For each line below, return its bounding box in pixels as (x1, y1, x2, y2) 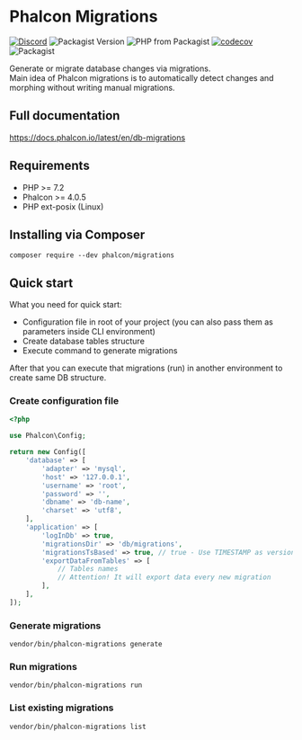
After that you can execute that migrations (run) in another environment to (9, 362, 283, 374)
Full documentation (9, 108, 120, 123)
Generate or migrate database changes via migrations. (9, 63, 211, 74)
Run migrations (9, 661, 78, 673)
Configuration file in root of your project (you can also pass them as (22, 317, 274, 327)
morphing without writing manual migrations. (9, 82, 175, 93)
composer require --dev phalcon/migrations (9, 251, 175, 260)
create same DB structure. (9, 372, 107, 383)
